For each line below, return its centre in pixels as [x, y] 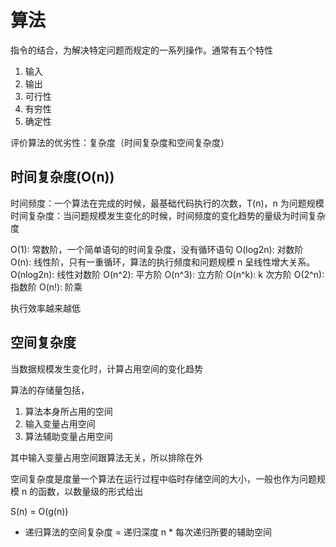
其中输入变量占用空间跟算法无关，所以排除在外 [106, 457]
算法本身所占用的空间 [68, 411]
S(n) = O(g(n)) [39, 511]
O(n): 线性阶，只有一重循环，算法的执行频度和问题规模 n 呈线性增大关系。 [163, 262]
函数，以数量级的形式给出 [91, 491]
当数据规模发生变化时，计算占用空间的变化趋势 [106, 368]
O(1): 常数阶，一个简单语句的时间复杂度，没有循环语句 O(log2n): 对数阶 [157, 249]
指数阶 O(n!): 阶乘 [46, 287]
